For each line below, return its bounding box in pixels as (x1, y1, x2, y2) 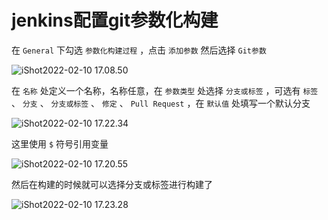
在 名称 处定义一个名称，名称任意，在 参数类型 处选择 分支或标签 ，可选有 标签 (11, 84, 319, 96)
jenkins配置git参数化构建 (11, 9, 219, 32)
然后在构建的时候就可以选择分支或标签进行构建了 (11, 178, 213, 190)
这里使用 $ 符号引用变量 (11, 137, 109, 150)
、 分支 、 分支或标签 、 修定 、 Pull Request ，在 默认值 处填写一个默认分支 (11, 97, 311, 109)
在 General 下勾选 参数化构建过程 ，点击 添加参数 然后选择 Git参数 (11, 44, 267, 56)
